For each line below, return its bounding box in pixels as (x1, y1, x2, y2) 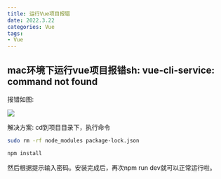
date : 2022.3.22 (7, 17, 55, 24)
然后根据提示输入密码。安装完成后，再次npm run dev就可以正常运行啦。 (7, 163, 216, 172)
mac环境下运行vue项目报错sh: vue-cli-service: (7, 64, 215, 76)
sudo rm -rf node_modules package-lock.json (7, 137, 140, 144)
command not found (7, 75, 98, 88)
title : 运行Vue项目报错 (7, 10, 70, 18)
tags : (7, 29, 23, 37)
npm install (7, 150, 42, 157)
